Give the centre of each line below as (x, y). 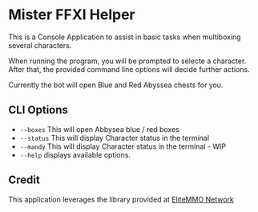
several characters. (40, 45)
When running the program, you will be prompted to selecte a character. (127, 61)
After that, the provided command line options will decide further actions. (129, 69)
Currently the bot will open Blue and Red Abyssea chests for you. (116, 85)
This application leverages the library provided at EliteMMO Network (121, 199)
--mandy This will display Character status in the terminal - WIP (123, 146)
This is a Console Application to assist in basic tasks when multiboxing (125, 37)
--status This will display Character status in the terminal (115, 138)
